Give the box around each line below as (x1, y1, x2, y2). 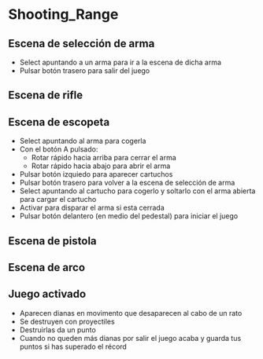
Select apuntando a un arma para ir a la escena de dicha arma (19, 57, 222, 67)
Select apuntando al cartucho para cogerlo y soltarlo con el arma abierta (19, 186, 256, 196)
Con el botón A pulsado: (19, 145, 98, 154)
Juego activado (8, 288, 87, 301)
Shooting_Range (8, 5, 119, 24)
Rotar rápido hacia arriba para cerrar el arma (31, 153, 177, 163)
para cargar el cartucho (19, 195, 97, 204)
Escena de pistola (8, 234, 97, 247)
